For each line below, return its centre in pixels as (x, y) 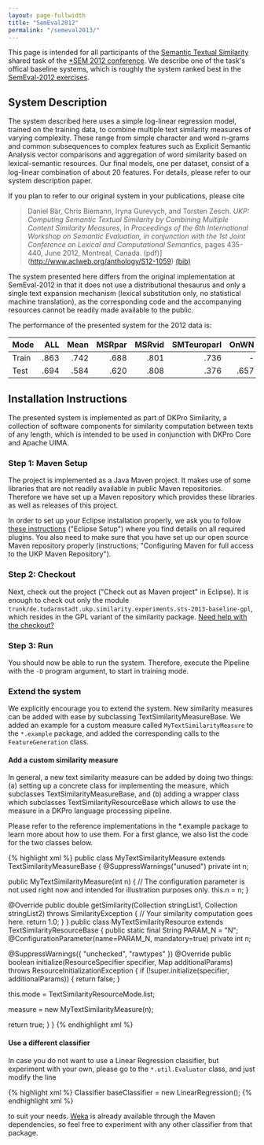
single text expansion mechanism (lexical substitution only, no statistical (125, 294)
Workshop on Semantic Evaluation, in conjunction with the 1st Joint (136, 236)
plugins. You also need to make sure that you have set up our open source (128, 537)
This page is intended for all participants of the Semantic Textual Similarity (128, 53)
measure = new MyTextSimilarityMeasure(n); (81, 1010)
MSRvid (150, 345)
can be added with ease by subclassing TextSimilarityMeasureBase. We (125, 717)
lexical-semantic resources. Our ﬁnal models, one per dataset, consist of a (129, 164)
